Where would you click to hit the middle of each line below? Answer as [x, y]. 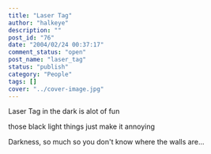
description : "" [35, 30]
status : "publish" [38, 67]
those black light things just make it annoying [82, 126]
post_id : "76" [32, 38]
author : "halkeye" [38, 23]
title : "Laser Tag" [40, 15]
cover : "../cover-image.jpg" [56, 89]
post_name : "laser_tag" [47, 60]
